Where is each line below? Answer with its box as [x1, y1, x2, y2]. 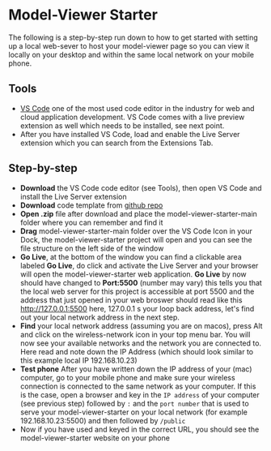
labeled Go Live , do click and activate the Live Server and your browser [19, 260, 259, 270]
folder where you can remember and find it [19, 217, 163, 227]
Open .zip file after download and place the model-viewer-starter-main [19, 208, 257, 218]
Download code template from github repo [19, 200, 163, 210]
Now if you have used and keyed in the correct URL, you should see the [19, 424, 260, 434]
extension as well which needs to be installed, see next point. [19, 120, 225, 131]
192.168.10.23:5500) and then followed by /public [19, 415, 186, 425]
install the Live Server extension [19, 191, 127, 201]
